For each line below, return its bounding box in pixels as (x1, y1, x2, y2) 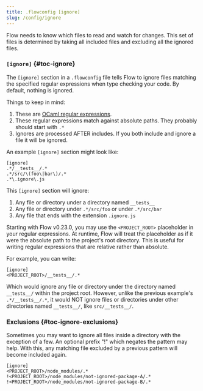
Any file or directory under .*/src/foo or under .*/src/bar (15, 205, 163, 212)
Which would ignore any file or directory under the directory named (6, 283, 176, 290)
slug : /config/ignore (6, 15, 62, 21)
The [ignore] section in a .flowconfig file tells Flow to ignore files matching (6, 73, 196, 81)
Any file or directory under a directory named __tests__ (15, 198, 155, 206)
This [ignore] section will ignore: (6, 187, 90, 194)
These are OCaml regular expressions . (15, 110, 112, 117)
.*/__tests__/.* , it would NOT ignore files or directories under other (6, 296, 179, 303)
